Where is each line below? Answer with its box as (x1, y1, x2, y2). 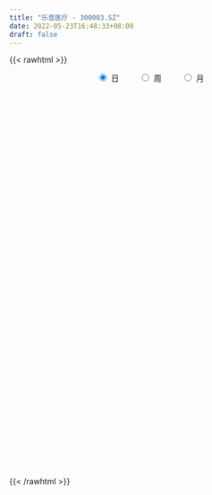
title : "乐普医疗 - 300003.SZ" (9, 13, 121, 22)
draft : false (9, 30, 58, 39)
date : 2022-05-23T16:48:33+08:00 (9, 22, 134, 31)
